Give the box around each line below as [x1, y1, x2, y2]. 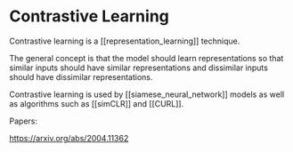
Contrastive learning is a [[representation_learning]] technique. [9, 36, 240, 46]
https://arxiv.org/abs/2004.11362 [9, 132, 129, 143]
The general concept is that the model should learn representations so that [9, 52, 284, 63]
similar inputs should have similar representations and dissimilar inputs [9, 62, 269, 73]
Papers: [9, 116, 38, 126]
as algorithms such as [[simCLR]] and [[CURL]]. [9, 98, 184, 108]
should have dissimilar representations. [9, 71, 153, 82]
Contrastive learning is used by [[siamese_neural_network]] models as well [9, 89, 285, 100]
